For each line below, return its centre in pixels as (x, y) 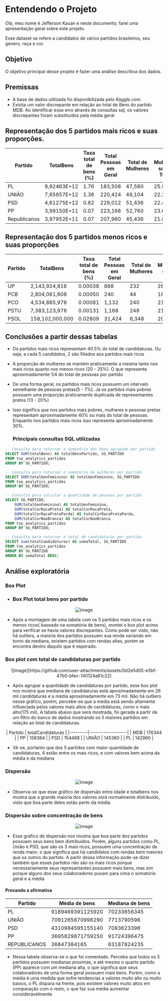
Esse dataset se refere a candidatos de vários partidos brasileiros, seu (77, 38)
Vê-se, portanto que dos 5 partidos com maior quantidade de (75, 747)
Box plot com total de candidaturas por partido (63, 659)
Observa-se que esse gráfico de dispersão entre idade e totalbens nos (85, 792)
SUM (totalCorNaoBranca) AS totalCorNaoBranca (62, 519)
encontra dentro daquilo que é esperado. (55, 646)
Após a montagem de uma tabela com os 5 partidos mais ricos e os (82, 620)
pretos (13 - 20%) (30, 400)
